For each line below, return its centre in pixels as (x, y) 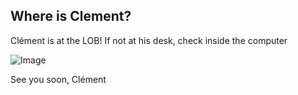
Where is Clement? (71, 16)
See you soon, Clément (58, 79)
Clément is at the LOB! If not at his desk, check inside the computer (149, 40)
